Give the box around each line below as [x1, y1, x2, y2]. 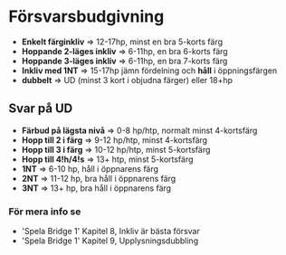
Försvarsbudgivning [8, 6, 165, 27]
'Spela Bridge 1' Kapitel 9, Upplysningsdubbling [21, 235, 199, 246]
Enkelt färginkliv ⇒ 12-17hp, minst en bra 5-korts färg [21, 36, 224, 47]
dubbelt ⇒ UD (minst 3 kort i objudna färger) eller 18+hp [21, 74, 233, 85]
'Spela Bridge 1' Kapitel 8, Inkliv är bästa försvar [21, 226, 200, 237]
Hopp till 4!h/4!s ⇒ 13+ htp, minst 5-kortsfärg [21, 154, 194, 165]
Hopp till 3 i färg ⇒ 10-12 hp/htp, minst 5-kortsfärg [21, 144, 211, 155]
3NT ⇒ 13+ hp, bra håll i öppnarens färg [21, 183, 172, 194]
